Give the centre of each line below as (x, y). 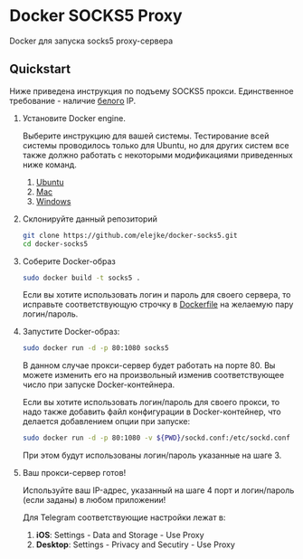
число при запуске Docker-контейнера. (99, 384)
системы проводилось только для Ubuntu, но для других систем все (156, 145)
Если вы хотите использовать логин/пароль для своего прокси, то (151, 403)
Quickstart (40, 69)
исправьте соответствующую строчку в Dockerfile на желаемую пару (158, 305)
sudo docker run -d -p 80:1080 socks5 (95, 348)
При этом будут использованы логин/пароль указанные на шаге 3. (152, 455)
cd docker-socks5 (55, 244)
